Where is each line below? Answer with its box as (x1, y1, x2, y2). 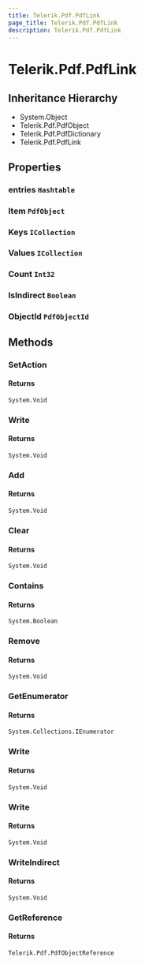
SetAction (8, 359, 47, 370)
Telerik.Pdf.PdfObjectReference (8, 948, 114, 957)
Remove (8, 636, 41, 647)
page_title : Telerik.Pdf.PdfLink (8, 19, 118, 27)
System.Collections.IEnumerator (8, 727, 114, 736)
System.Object (19, 112, 68, 122)
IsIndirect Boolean (8, 290, 76, 301)
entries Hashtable (8, 184, 76, 195)
